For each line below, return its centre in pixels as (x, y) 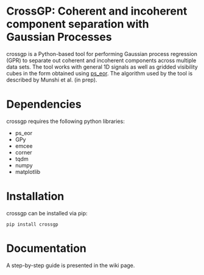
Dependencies (44, 104)
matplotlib (28, 172)
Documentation (47, 248)
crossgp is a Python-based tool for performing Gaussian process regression (102, 54)
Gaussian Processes (59, 37)
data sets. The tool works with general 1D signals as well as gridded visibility (102, 67)
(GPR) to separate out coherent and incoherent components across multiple (101, 60)
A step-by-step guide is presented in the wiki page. (71, 265)
